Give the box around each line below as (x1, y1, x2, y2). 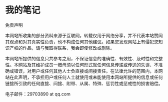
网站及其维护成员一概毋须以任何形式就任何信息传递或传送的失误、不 (18, 62, 158, 68)
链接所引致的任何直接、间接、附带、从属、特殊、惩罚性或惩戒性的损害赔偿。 (5, 80, 163, 86)
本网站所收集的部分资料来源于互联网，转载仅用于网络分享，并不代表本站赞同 (5, 32, 163, 38)
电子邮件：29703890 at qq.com (5, 91, 71, 97)
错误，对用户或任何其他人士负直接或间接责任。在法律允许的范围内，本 (13, 68, 158, 74)
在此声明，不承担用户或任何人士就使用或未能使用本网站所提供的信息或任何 (9, 74, 163, 80)
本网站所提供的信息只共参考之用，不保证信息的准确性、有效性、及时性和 (5, 55, 154, 61)
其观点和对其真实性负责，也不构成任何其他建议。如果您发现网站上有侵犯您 (5, 38, 158, 45)
